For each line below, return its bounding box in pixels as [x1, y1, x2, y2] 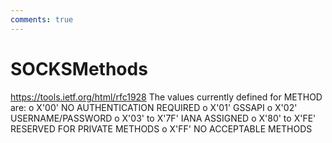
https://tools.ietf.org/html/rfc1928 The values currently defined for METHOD [10, 91, 323, 103]
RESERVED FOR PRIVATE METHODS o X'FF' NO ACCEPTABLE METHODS [10, 122, 313, 135]
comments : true [10, 14, 74, 25]
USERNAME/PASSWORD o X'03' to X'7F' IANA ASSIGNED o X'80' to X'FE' [10, 112, 317, 124]
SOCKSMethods [10, 57, 148, 80]
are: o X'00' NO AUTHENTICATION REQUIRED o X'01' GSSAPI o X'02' [10, 101, 298, 113]
